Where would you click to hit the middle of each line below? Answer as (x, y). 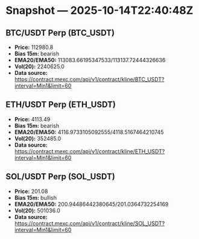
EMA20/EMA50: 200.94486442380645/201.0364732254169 (91, 204)
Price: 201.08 (31, 191)
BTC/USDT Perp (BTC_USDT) (60, 33)
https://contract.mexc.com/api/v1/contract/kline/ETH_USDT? (90, 151)
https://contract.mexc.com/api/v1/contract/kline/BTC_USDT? (89, 79)
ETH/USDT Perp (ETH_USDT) (61, 105)
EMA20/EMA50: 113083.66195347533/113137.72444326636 (90, 60)
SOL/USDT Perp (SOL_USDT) (60, 177)
